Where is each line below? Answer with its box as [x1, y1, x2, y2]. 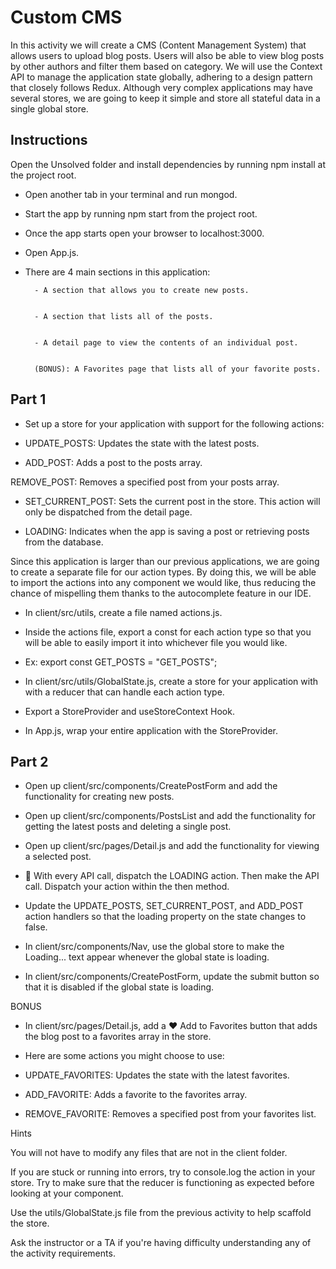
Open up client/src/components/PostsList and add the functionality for [24, 810, 317, 822]
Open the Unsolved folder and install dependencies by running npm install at [10, 158, 326, 170]
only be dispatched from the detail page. [24, 506, 193, 518]
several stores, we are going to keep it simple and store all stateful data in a [10, 92, 321, 104]
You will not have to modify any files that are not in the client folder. [10, 1147, 288, 1159]
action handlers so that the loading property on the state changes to [24, 911, 307, 923]
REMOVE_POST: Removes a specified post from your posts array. [10, 476, 280, 488]
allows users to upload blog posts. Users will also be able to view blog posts [10, 49, 325, 61]
